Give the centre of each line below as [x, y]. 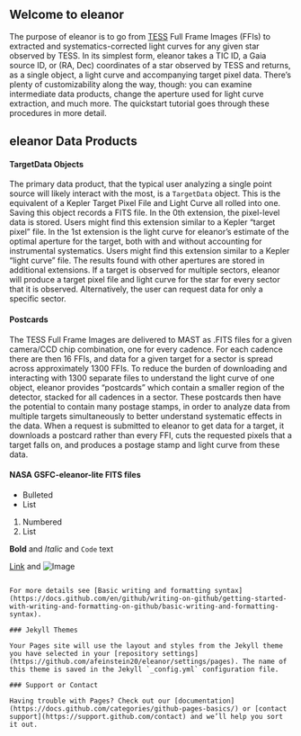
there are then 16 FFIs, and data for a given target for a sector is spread [142, 358]
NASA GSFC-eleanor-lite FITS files [75, 475]
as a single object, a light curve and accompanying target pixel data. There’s [150, 75]
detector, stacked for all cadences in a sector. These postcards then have [145, 397]
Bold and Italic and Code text [62, 549]
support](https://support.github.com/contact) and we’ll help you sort [146, 716]
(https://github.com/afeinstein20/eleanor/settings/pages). [124, 661]
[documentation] [204, 701]
